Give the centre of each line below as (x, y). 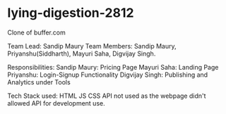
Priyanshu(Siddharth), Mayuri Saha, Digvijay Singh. (82, 53)
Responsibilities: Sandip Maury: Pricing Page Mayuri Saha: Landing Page (113, 67)
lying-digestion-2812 (71, 13)
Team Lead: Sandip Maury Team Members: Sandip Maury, (92, 46)
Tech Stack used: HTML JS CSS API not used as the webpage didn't (107, 96)
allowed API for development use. (56, 103)
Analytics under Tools (39, 82)
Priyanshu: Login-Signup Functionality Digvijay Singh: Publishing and (108, 75)
